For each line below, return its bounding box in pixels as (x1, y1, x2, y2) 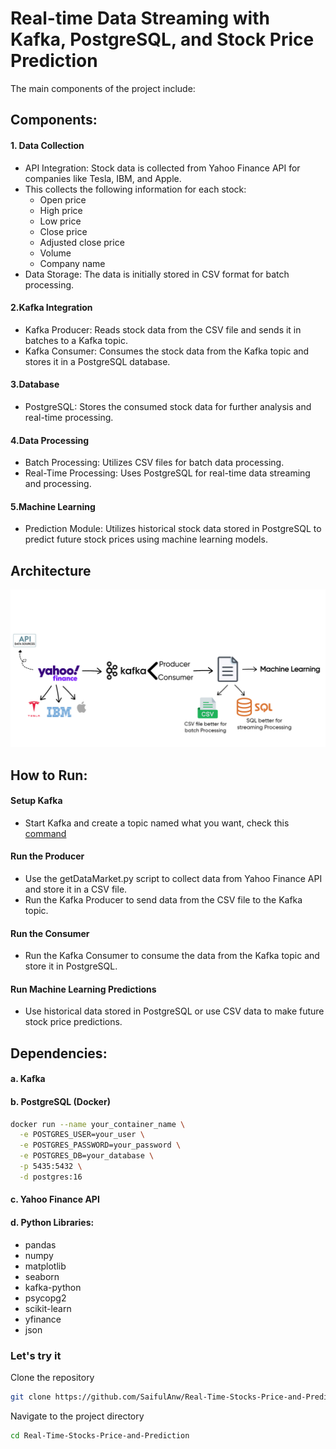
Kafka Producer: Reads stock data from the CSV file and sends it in (24, 323, 302, 336)
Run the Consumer (10, 927, 90, 939)
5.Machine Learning (10, 500, 96, 512)
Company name (39, 257, 106, 269)
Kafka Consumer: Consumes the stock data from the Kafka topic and (24, 345, 310, 357)
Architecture (10, 562, 92, 579)
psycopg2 (24, 1292, 67, 1304)
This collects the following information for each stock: (24, 183, 247, 195)
